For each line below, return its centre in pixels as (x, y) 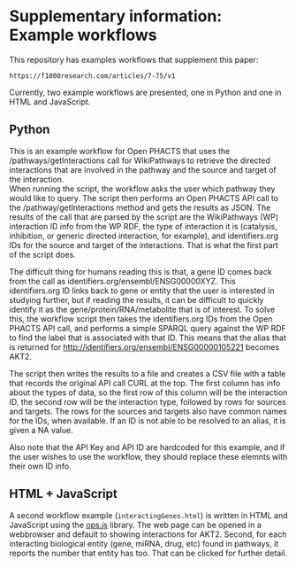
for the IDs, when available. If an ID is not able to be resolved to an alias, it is (148, 420)
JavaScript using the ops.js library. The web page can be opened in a (136, 524)
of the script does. (43, 254)
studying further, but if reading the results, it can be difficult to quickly (137, 299)
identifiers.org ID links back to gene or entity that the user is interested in (142, 291)
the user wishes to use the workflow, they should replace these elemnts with (148, 456)
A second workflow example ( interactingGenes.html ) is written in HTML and (149, 515)
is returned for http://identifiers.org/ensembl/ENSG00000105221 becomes (144, 346)
